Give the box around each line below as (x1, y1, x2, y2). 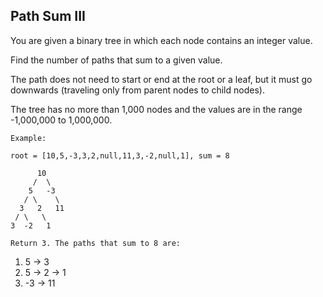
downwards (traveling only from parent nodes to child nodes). (10, 84, 265, 96)
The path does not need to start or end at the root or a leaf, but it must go (10, 73, 313, 85)
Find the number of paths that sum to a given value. (10, 54, 223, 66)
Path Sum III (10, 8, 86, 25)
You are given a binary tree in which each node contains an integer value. (10, 34, 313, 46)
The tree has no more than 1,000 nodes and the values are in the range (10, 103, 303, 115)
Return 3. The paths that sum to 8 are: (10, 238, 182, 248)
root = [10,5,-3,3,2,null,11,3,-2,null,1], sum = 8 (10, 150, 230, 161)
